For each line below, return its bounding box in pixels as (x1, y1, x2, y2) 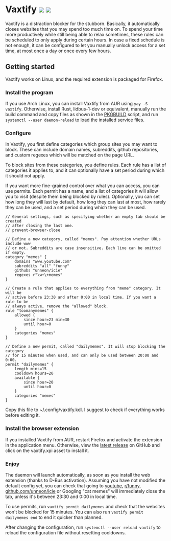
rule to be (5, 299, 29, 305)
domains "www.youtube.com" (14, 259, 72, 264)
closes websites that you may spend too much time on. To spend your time (5, 26, 163, 32)
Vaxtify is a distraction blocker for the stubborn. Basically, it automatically (5, 20, 160, 27)
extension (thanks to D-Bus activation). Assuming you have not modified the (5, 477, 166, 483)
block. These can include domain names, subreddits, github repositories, (5, 147, 159, 153)
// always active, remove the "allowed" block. (5, 304, 109, 309)
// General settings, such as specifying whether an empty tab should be (5, 214, 166, 219)
